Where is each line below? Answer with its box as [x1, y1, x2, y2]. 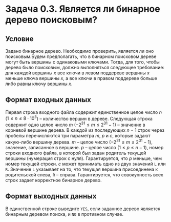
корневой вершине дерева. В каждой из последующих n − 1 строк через [5, 127, 165, 133]
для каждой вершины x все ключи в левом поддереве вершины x [5, 70, 150, 76]
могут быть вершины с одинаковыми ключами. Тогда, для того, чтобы [5, 59, 160, 65]
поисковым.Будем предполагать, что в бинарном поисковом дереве [5, 53, 157, 59]
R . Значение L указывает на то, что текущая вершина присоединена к [5, 166, 158, 172]
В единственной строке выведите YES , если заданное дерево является [5, 206, 161, 212]
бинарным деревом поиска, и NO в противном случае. [5, 211, 124, 217]
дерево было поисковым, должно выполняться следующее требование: [5, 65, 165, 70]
